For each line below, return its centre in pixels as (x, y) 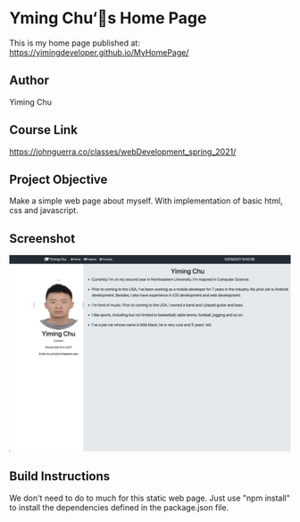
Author (29, 81)
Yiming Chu (30, 102)
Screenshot (42, 239)
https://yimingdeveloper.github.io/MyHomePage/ (99, 52)
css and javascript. (44, 211)
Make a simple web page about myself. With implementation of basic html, (146, 201)
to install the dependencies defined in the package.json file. (119, 507)
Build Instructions (60, 476)
